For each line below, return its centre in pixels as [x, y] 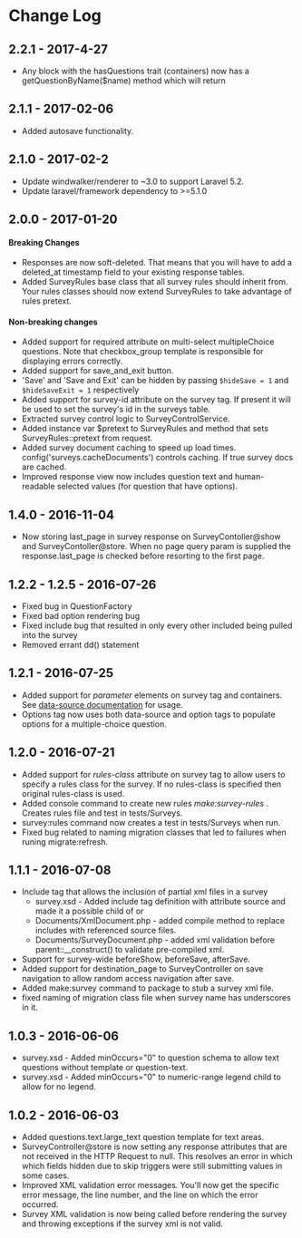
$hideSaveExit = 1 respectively [80, 390]
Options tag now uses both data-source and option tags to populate [148, 714]
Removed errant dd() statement [80, 645]
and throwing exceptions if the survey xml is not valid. [122, 1223]
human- [249, 477]
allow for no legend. [59, 1087]
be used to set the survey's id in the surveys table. [116, 410]
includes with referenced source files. [106, 931]
